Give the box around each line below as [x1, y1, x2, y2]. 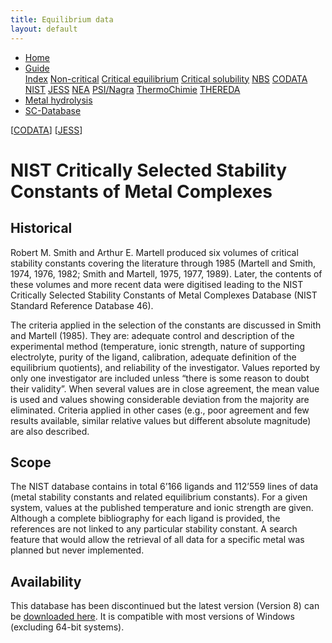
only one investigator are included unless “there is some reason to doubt [10, 372, 310, 384]
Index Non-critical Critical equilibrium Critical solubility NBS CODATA [24, 72, 308, 85]
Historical [10, 220, 73, 237]
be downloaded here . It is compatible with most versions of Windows [10, 611, 295, 623]
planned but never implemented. [10, 544, 145, 556]
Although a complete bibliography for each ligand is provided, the [10, 512, 281, 525]
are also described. [10, 425, 90, 437]
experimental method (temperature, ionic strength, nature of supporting [10, 340, 306, 352]
